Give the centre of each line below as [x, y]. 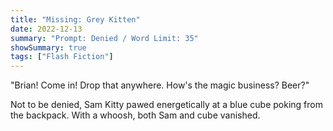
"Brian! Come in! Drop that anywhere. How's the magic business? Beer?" [160, 85]
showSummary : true [48, 47]
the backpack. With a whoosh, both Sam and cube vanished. [135, 115]
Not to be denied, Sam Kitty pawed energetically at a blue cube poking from [166, 105]
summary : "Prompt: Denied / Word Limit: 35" [104, 38]
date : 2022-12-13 [46, 29]
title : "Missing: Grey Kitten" [75, 19]
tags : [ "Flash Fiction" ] [62, 57]
